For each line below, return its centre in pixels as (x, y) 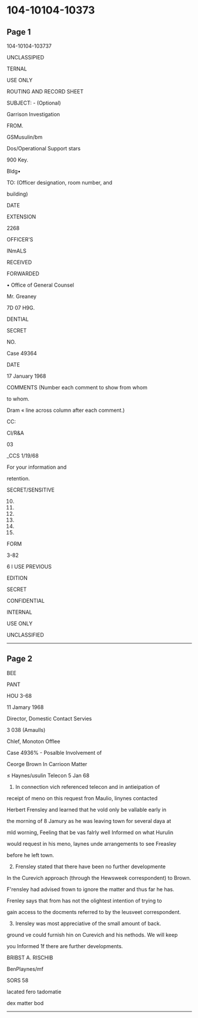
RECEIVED (19, 262)
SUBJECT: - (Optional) (34, 103)
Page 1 (19, 32)
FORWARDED (23, 273)
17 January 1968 (26, 376)
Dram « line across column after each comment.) (66, 410)
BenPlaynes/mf (25, 969)
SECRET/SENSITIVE (31, 490)
